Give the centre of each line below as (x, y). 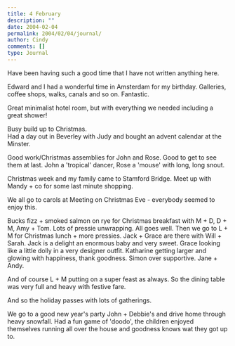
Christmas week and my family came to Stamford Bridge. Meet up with (109, 178)
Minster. (19, 143)
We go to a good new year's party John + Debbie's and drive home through (116, 314)
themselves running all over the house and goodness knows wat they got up (117, 328)
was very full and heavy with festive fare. (67, 286)
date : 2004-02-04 (33, 27)
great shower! (27, 115)
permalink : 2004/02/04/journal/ (54, 33)
